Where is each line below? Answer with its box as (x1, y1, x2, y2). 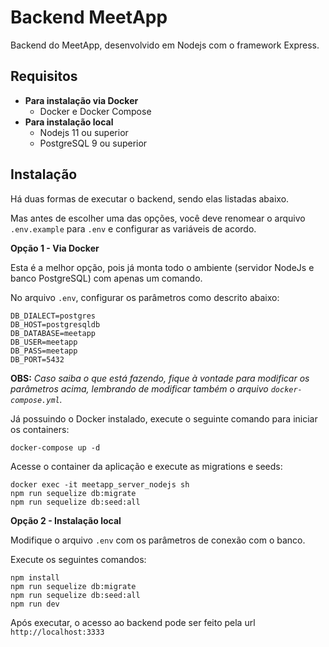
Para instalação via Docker (24, 94, 139, 106)
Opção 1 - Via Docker (10, 242, 100, 254)
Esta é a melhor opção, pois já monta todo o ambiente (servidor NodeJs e (10, 261, 315, 273)
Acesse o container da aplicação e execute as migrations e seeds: (10, 460, 283, 472)
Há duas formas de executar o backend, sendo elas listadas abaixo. (10, 192, 290, 205)
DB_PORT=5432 (10, 354, 65, 365)
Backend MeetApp (10, 6, 168, 29)
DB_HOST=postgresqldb (10, 319, 101, 330)
